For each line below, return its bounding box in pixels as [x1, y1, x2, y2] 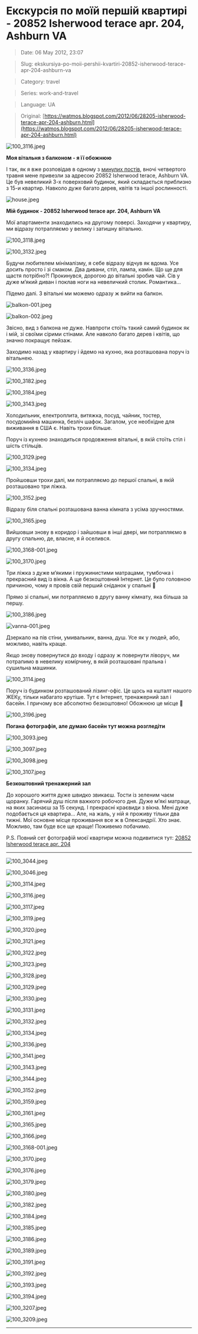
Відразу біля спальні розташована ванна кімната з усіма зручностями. [6, 506, 184, 513]
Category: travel [20, 78, 60, 85]
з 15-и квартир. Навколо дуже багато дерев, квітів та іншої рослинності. [6, 184, 188, 192]
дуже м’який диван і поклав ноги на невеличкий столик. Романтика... [6, 278, 181, 285]
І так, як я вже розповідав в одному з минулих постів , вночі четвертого [6, 166, 186, 173]
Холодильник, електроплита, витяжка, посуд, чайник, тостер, [6, 412, 162, 419]
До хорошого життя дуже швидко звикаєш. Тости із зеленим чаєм [6, 791, 174, 798]
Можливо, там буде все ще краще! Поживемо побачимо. [6, 823, 150, 830]
